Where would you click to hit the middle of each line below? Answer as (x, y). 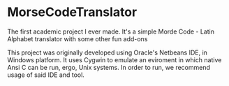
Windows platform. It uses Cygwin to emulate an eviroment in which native (114, 59)
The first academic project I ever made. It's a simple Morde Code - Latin (111, 31)
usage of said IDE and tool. (46, 75)
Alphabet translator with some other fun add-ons (77, 38)
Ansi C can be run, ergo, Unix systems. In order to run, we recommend (109, 67)
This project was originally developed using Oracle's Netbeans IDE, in (108, 52)
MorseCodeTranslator (72, 12)
